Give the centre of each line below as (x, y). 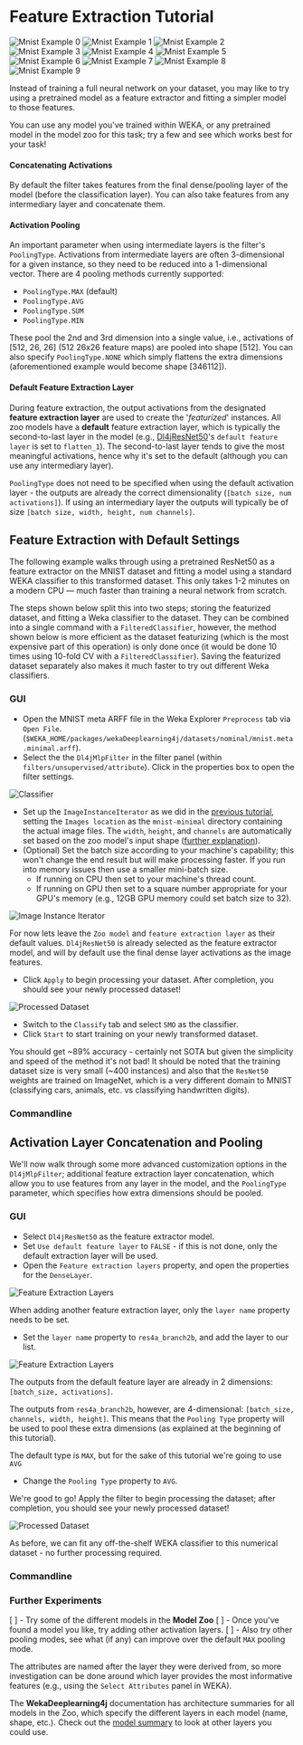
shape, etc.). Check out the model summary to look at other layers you (141, 1722)
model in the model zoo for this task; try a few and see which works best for (151, 134)
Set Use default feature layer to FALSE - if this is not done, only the (150, 1245)
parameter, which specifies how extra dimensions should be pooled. (137, 1193)
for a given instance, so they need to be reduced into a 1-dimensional (138, 264)
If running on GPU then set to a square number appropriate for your (161, 888)
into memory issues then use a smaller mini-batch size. (125, 869)
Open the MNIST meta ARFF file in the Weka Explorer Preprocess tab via (156, 719)
